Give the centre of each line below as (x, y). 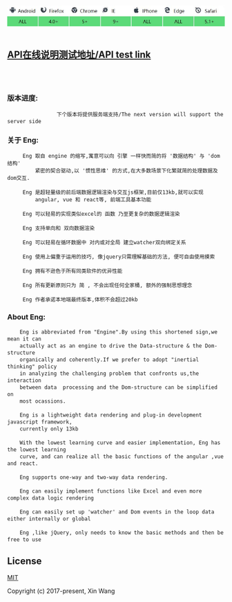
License (25, 561)
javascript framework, (40, 422)
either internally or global (49, 519)
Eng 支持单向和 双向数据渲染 (59, 228)
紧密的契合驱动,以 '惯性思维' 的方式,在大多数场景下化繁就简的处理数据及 (126, 171)
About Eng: (27, 317)
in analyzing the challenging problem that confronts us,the (109, 374)
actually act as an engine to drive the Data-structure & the (111, 346)
